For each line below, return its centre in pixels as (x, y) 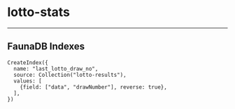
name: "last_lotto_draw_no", (56, 68)
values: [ (28, 81)
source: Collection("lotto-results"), (70, 75)
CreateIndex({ (28, 63)
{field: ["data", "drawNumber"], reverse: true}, (94, 87)
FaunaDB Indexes (46, 46)
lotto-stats (39, 12)
